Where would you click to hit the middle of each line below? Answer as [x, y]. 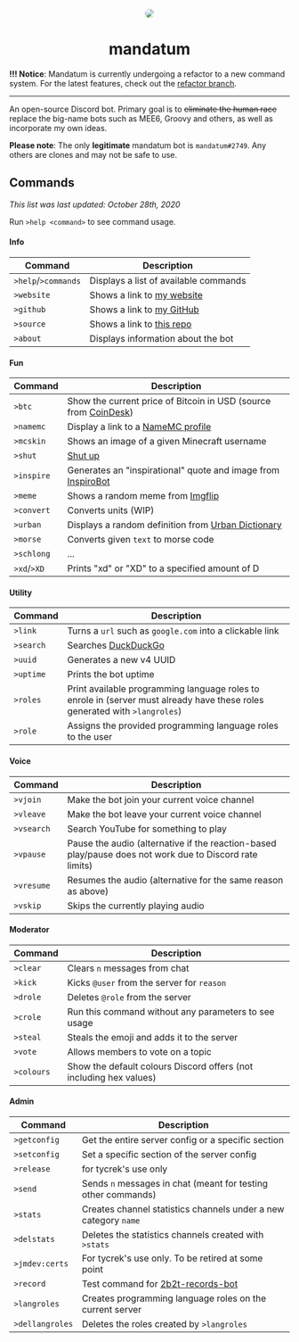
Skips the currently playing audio [136, 906]
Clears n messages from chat [128, 968]
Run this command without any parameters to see [171, 1011]
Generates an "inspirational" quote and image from [174, 470]
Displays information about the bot [162, 338]
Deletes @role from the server [129, 997]
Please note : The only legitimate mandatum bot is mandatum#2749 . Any [138, 145]
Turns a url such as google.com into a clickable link [173, 631]
